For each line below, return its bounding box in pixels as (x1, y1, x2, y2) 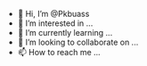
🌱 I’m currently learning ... (17, 28, 113, 37)
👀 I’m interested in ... (17, 18, 94, 29)
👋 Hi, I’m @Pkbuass (17, 9, 90, 19)
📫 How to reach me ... (17, 47, 101, 57)
